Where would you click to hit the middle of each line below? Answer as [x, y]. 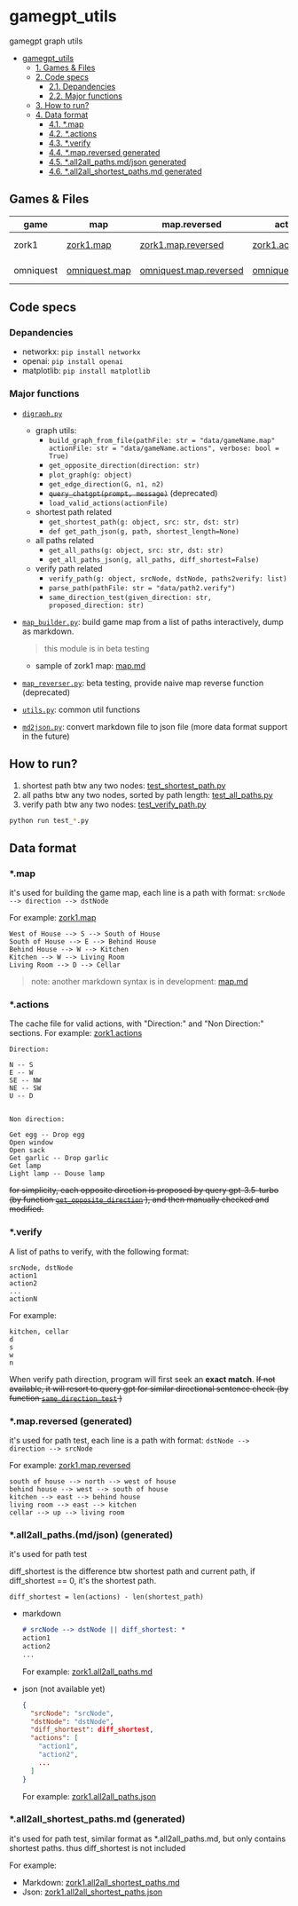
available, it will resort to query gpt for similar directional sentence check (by [149, 1388]
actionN [24, 1299]
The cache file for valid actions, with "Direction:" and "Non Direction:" [137, 1024]
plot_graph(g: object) [90, 475]
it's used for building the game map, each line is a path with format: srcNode [147, 893]
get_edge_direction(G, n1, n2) [106, 484]
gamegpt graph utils [46, 41]
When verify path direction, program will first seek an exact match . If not [142, 1379]
